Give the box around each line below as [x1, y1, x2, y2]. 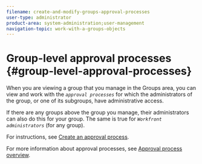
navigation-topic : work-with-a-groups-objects [6, 25, 126, 32]
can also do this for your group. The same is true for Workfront [6, 115, 162, 122]
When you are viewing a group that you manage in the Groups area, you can [6, 84, 197, 92]
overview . [6, 151, 31, 159]
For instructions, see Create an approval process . [6, 133, 129, 140]
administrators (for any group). [6, 122, 85, 129]
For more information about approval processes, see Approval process [6, 145, 183, 153]
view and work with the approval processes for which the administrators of [6, 91, 192, 98]
